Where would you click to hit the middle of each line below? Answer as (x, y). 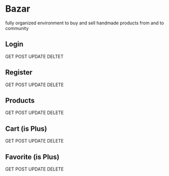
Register (19, 72)
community (17, 28)
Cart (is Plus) (26, 129)
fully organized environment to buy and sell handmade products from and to (85, 23)
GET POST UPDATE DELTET (34, 56)
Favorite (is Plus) (32, 157)
